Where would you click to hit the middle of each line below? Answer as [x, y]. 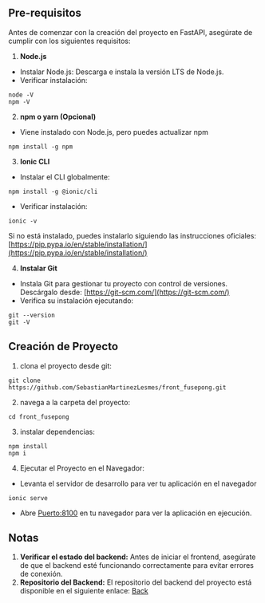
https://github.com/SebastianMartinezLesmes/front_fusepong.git [117, 387]
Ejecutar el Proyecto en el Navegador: [82, 468]
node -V [21, 95]
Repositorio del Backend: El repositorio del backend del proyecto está [136, 582]
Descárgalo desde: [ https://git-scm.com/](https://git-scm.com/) [125, 292]
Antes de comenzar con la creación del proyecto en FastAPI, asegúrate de [131, 32]
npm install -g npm [41, 147]
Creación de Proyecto [63, 347]
